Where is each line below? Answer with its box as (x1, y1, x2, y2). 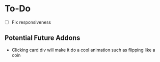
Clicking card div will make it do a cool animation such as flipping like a (11, 47, 156, 53)
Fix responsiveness (11, 19, 51, 25)
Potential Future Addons (4, 34, 80, 42)
